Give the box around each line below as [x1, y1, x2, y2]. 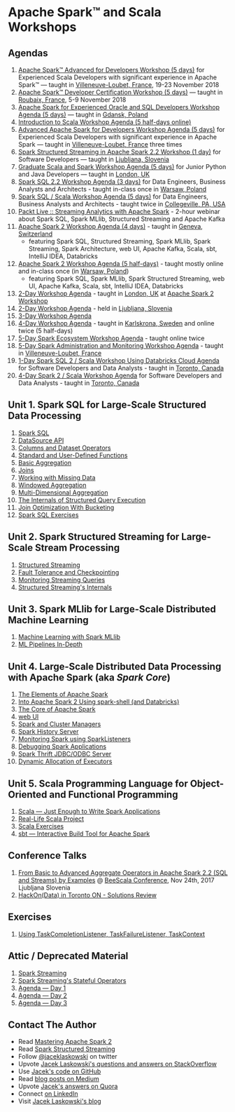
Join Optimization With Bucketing [17, 503, 115, 511]
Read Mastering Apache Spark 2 [17, 1038, 113, 1046]
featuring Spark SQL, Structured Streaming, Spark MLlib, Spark [28, 237, 211, 246]
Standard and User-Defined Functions [17, 450, 128, 460]
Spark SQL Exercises [17, 510, 79, 519]
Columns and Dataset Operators [17, 443, 111, 452]
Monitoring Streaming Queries [17, 575, 106, 584]
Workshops [8, 19, 77, 35]
